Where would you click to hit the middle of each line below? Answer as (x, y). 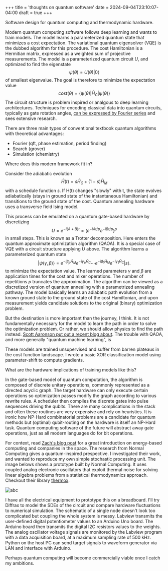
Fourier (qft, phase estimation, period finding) (59, 143)
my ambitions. (20, 563)
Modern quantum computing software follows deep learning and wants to (81, 32)
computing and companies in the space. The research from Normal (75, 448)
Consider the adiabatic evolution (39, 173)
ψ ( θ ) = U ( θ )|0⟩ (84, 72)
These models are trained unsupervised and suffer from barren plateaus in (82, 349)
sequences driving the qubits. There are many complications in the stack (80, 406)
